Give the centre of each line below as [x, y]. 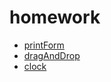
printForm [44, 45]
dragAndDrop [52, 55]
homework [55, 17]
